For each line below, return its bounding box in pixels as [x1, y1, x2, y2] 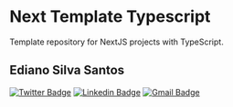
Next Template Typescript [9, 6, 211, 27]
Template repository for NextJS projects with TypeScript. [9, 36, 224, 47]
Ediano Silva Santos [9, 63, 125, 78]
